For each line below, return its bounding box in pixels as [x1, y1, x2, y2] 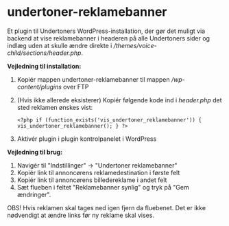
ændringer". [16, 190, 51, 199]
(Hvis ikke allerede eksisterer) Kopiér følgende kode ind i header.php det [16, 95, 222, 104]
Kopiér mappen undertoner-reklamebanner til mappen [16, 75, 170, 83]
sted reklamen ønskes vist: [16, 103, 93, 111]
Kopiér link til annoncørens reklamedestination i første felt [16, 168, 180, 177]
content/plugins [16, 82, 62, 91]
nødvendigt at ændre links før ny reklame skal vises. [7, 211, 154, 219]
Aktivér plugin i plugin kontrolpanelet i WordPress [16, 135, 157, 143]
